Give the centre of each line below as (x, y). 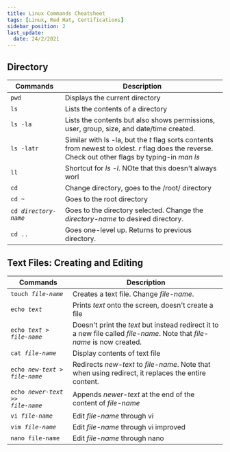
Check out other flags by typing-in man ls (132, 157)
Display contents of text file (116, 353)
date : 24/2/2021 (36, 39)
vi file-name (32, 416)
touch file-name (37, 294)
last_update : (26, 33)
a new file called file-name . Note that (132, 333)
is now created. (117, 342)
